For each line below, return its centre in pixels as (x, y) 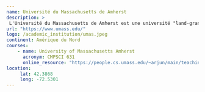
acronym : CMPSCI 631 (49, 57)
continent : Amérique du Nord (43, 40)
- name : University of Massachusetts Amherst (76, 51)
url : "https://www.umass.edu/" (46, 29)
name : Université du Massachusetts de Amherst (67, 12)
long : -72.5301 (39, 79)
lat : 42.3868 (36, 74)
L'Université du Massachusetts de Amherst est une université (90, 23)
